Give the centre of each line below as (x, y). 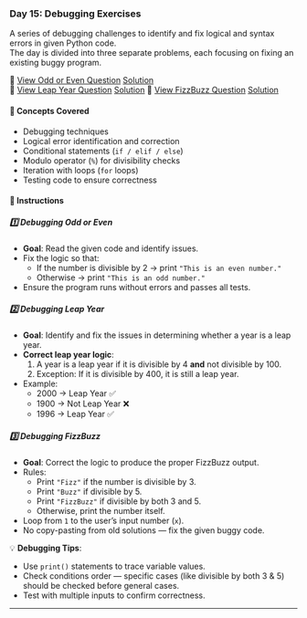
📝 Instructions (37, 201)
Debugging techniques (66, 131)
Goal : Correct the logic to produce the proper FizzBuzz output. (141, 462)
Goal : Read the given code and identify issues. (111, 248)
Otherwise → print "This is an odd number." (121, 278)
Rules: (35, 472)
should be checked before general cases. (101, 586)
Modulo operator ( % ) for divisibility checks (101, 160)
